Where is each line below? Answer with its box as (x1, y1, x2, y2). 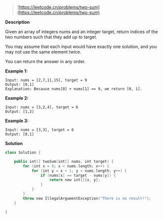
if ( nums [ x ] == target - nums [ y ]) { (40, 173, 116, 178)
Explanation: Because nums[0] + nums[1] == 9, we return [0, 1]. (5, 86, 142, 91)
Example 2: (5, 95, 29, 101)
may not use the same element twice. (5, 49, 81, 55)
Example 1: (5, 68, 28, 74)
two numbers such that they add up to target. (5, 34, 97, 40)
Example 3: (5, 118, 29, 124)
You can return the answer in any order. (5, 59, 85, 64)
